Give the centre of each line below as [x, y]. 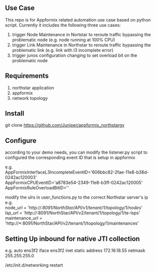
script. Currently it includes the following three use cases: [63, 25]
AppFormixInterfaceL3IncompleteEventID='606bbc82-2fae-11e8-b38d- [77, 172]
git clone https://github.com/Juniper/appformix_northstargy [65, 125]
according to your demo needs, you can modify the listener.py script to [76, 152]
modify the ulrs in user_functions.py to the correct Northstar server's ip [77, 197]
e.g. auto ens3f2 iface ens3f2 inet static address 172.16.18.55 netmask [75, 250]
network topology [30, 98]
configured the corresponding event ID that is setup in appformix [70, 158]
